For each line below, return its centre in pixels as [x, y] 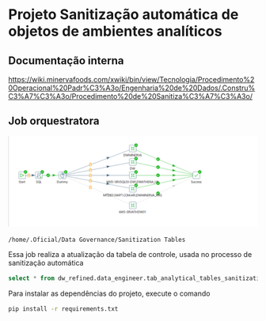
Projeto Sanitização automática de [123, 15]
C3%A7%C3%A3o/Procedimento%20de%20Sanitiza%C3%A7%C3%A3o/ [131, 96]
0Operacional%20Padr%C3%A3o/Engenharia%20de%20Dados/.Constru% [132, 88]
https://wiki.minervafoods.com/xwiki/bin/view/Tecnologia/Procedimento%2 [131, 79]
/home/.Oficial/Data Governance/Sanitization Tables [97, 240]
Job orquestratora [54, 121]
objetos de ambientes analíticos [115, 31]
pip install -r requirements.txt [63, 309]
